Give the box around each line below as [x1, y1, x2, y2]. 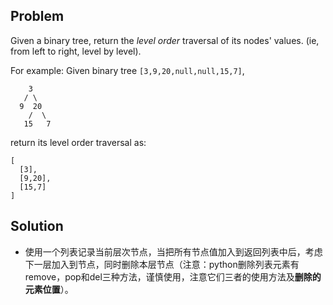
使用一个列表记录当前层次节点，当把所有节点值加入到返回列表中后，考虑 [24, 245, 323, 258]
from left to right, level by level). [10, 45, 142, 57]
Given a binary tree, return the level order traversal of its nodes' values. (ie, [10, 34, 320, 46]
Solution [10, 218, 64, 235]
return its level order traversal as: [10, 136, 147, 148]
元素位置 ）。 [24, 283, 74, 295]
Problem [10, 8, 65, 25]
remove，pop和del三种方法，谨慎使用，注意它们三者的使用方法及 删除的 [24, 270, 322, 283]
